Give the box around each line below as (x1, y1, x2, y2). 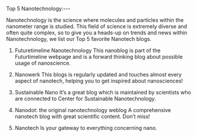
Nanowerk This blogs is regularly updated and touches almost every (14, 71, 182, 78)
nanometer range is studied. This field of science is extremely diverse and (6, 23, 188, 30)
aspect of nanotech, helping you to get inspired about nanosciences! (14, 77, 183, 84)
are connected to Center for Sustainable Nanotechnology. (14, 95, 156, 102)
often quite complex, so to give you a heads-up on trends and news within (6, 29, 188, 36)
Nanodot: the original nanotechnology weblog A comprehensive (14, 107, 171, 113)
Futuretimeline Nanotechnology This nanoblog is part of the (14, 47, 161, 54)
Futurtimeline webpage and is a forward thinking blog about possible (14, 53, 183, 60)
